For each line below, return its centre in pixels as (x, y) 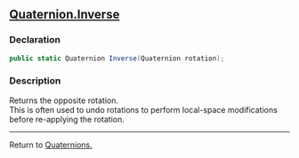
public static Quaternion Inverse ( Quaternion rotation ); (117, 58)
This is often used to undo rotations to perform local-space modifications (143, 109)
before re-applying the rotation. (67, 119)
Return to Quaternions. (51, 145)
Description (35, 81)
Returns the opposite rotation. (64, 100)
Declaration (35, 40)
